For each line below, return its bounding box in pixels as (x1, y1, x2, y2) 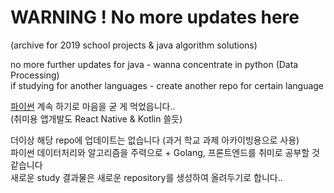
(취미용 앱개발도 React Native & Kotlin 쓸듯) (10, 112, 183, 125)
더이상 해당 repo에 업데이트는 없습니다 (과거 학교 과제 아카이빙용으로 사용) (10, 134, 300, 146)
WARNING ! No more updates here (10, 6, 300, 29)
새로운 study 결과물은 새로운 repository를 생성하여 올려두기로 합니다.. (10, 171, 283, 183)
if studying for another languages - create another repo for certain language (10, 79, 325, 91)
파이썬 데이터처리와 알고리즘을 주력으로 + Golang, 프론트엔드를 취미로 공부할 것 (10, 146, 320, 158)
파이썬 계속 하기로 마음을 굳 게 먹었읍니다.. (10, 100, 176, 112)
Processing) (10, 69, 60, 81)
